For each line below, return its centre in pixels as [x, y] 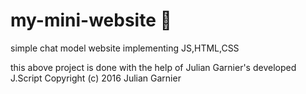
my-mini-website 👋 [91, 20]
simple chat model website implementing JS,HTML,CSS [125, 48]
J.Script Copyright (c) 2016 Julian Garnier [96, 78]
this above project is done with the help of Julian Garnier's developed [153, 67]
